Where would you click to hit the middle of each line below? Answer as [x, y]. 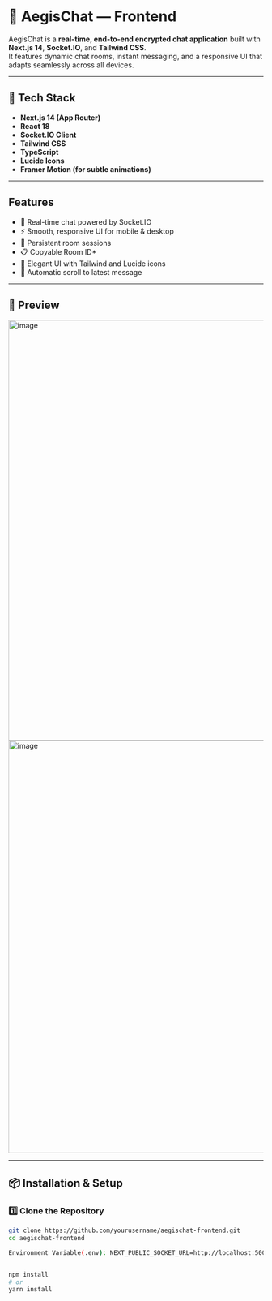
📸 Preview [34, 305]
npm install [28, 1274]
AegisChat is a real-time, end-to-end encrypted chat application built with [134, 39]
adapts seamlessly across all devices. [71, 65]
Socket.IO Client [48, 135]
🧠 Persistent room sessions [66, 243]
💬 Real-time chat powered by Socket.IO [86, 221]
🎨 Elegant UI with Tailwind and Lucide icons [93, 264]
